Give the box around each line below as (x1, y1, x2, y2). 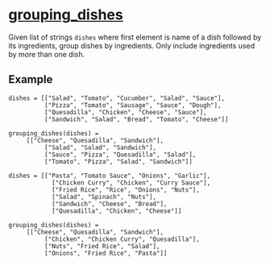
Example (8, 72, 53, 86)
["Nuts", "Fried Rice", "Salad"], (44, 242, 160, 251)
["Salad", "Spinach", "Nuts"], (51, 193, 157, 201)
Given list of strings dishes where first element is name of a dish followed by (8, 32, 262, 42)
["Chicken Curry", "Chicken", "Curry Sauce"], (51, 179, 211, 187)
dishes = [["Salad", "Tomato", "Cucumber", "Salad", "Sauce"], (8, 94, 226, 102)
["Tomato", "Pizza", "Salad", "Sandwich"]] (44, 157, 193, 166)
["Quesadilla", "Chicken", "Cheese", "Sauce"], (44, 108, 207, 116)
